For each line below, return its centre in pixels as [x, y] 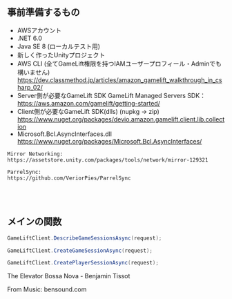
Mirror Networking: [35, 154]
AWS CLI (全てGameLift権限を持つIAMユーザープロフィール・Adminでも [119, 64]
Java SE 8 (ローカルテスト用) [59, 46]
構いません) [33, 72]
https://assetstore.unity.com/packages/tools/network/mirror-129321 [108, 160]
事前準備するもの [43, 12]
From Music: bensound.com [47, 289]
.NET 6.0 [30, 38]
